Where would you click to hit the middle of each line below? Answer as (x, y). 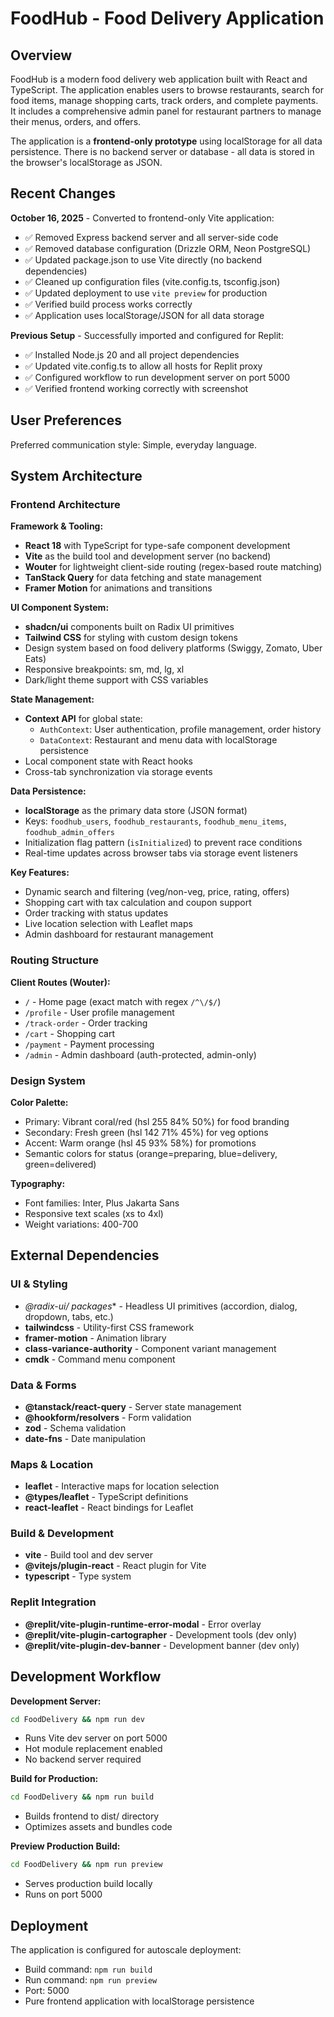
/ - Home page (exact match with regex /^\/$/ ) (123, 1001)
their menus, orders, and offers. (76, 121)
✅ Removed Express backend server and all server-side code (151, 237)
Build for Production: (54, 1779)
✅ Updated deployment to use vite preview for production (146, 293)
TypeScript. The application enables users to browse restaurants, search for (167, 90)
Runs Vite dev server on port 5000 (96, 1738)
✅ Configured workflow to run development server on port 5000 (157, 377)
